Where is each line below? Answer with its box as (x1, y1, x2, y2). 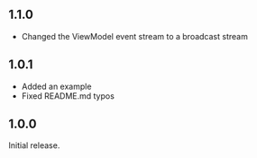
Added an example (21, 81, 92, 92)
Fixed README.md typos (21, 90, 115, 101)
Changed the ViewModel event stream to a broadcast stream (21, 31, 249, 41)
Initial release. (8, 140, 60, 151)
